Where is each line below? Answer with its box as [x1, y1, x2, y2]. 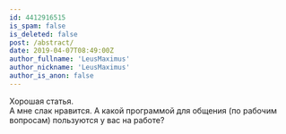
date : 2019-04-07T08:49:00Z [9, 46, 115, 55]
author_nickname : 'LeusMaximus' [9, 63, 130, 72]
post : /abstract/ [9, 38, 74, 47]
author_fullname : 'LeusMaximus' [9, 54, 130, 63]
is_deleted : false [9, 29, 78, 38]
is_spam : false [9, 21, 66, 30]
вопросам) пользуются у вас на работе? [9, 114, 165, 125]
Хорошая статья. [9, 96, 74, 106]
